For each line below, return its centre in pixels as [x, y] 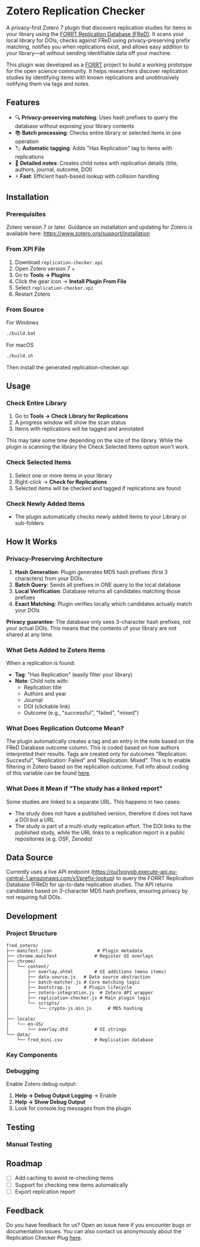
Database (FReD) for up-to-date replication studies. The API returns [90, 885]
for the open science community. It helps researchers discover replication [97, 71]
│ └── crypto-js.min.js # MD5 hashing [75, 1009]
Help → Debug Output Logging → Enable [66, 1096]
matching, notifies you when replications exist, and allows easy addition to [98, 47]
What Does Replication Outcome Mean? [65, 728]
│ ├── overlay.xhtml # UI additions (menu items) [87, 972]
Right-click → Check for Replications [61, 482]
